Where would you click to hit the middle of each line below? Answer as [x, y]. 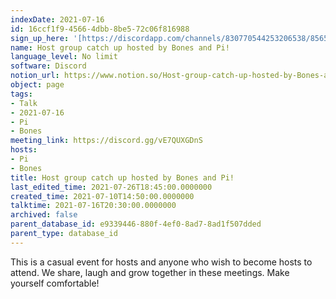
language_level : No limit [64, 57]
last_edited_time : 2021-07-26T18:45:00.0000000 [111, 187]
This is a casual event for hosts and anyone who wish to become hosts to [161, 262]
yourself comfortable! [55, 283]
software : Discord [48, 66]
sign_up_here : [40, 38]
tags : [21, 94]
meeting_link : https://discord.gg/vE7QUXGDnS [106, 141]
